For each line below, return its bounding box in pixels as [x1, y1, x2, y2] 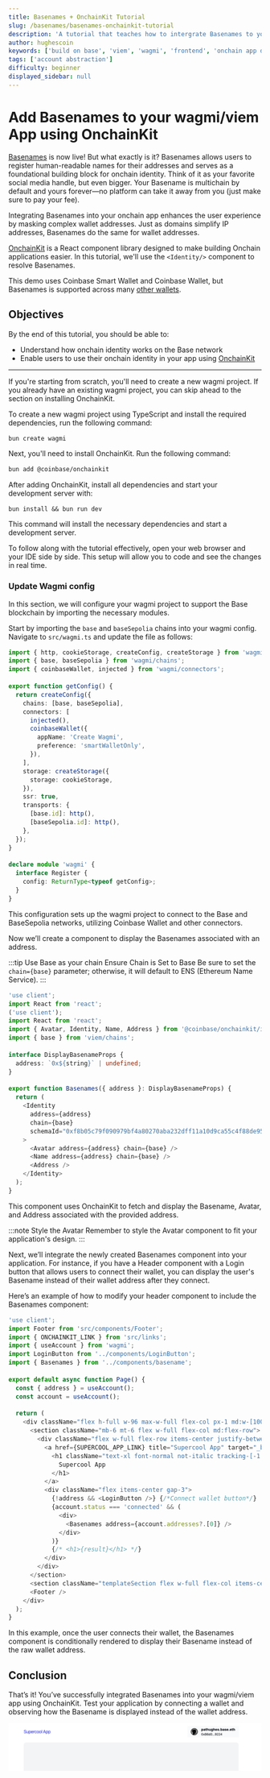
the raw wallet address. [8, 1645, 86, 1655]
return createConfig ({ [15, 690, 92, 698]
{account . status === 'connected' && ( [51, 1503, 182, 1511]
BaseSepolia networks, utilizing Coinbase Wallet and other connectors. [8, 918, 243, 927]
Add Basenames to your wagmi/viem [8, 108, 260, 126]
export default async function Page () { [8, 1375, 146, 1383]
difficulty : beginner [8, 64, 81, 73]
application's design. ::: [8, 1233, 86, 1244]
